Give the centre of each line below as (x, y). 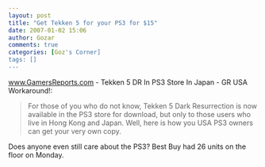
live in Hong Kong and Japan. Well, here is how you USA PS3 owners (140, 123)
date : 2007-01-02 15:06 (48, 30)
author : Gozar (32, 38)
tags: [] (23, 60)
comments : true (33, 45)
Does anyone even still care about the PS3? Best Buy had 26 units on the (127, 146)
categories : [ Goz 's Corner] (55, 52)
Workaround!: (31, 90)
